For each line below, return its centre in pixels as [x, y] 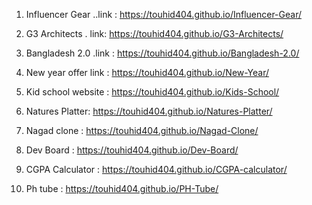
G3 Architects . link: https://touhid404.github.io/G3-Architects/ [154, 33]
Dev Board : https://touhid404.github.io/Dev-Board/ [132, 150]
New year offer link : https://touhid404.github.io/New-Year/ [147, 72]
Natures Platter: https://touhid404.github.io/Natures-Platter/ [149, 111]
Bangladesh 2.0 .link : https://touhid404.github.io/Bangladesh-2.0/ [162, 53]
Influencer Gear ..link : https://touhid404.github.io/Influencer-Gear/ [164, 14]
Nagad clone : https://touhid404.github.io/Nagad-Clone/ [142, 130]
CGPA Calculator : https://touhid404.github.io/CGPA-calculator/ [156, 169]
